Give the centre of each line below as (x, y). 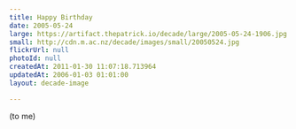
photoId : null (35, 58)
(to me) (23, 116)
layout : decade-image (49, 83)
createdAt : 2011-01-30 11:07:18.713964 (83, 67)
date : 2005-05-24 (41, 26)
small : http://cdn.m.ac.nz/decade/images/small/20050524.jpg (125, 42)
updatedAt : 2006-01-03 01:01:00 (69, 75)
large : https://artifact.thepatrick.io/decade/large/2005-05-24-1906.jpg (148, 34)
